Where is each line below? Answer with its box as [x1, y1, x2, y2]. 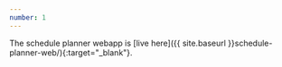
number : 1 [9, 13, 47, 22]
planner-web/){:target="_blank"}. [9, 46, 133, 58]
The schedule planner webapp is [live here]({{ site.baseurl [9, 38, 226, 48]
